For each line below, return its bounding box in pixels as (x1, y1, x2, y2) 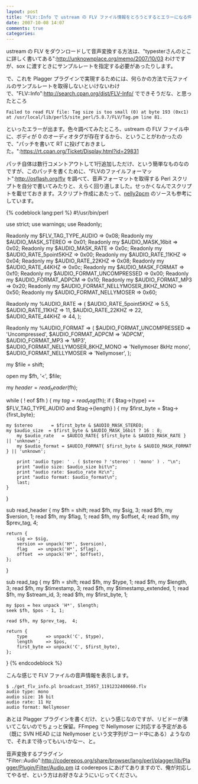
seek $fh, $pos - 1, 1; (6, 607, 65, 613)
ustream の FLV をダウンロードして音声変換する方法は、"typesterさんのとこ (6, 48, 192, 55)
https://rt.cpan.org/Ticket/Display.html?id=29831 (20, 148, 139, 155)
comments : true (6, 25, 44, 31)
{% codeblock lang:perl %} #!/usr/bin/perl (6, 209, 109, 216)
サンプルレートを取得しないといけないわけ (16, 82, 120, 89)
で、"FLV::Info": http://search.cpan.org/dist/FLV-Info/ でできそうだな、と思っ (6, 90, 192, 97)
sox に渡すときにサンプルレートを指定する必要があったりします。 (16, 63, 176, 70)
